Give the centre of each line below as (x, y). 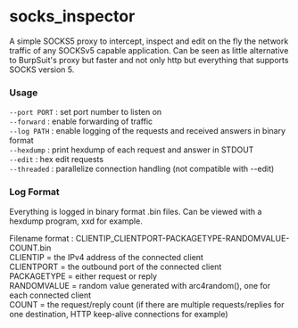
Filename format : (41, 238)
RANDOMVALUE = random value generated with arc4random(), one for (140, 285)
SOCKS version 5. (42, 70)
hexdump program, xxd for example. (76, 221)
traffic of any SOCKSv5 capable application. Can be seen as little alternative (149, 50)
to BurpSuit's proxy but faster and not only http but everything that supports (149, 60)
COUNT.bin (30, 248)
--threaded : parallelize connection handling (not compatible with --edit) (142, 169)
